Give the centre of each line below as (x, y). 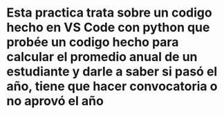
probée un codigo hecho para (93, 42)
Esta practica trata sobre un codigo (109, 13)
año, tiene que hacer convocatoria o (112, 86)
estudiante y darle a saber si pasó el (112, 72)
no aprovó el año (55, 101)
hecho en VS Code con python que (108, 27)
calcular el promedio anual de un (102, 57)
